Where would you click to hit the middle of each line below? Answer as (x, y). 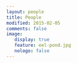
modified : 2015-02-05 (33, 23)
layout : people (25, 12)
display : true (32, 40)
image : (14, 34)
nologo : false (32, 51)
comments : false (26, 28)
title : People (24, 17)
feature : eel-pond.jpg (42, 46)
